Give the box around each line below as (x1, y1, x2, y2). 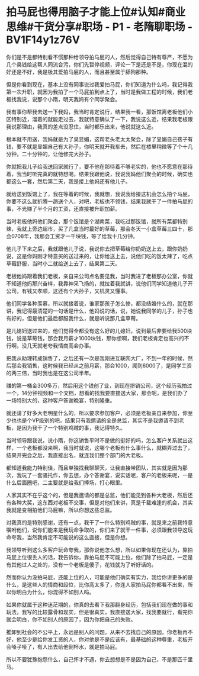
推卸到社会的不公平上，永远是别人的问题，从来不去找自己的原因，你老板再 (6, 628, 188, 635)
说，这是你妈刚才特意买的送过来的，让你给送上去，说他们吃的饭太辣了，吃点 (6, 252, 193, 259)
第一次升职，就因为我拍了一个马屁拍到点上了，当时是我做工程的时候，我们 (6, 88, 188, 95)
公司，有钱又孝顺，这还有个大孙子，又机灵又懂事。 (6, 287, 131, 294)
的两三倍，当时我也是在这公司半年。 (6, 369, 95, 376)
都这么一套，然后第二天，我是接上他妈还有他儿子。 (6, 178, 131, 185)
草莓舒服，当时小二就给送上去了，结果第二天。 (6, 260, 120, 267)
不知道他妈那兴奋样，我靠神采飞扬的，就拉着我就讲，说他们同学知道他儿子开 (6, 279, 193, 287)
